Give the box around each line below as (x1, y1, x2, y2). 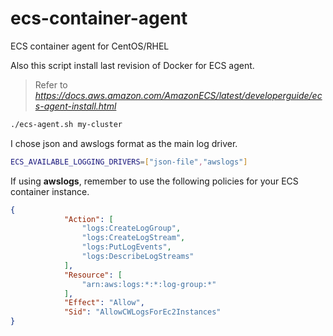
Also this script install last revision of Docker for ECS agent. (10, 59, 255, 71)
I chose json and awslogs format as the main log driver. (10, 137, 238, 149)
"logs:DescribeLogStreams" (81, 252, 195, 262)
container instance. (10, 185, 90, 197)
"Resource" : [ (63, 270, 123, 280)
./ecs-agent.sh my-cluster (10, 119, 123, 129)
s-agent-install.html (34, 100, 117, 112)
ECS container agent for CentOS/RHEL (10, 40, 170, 52)
